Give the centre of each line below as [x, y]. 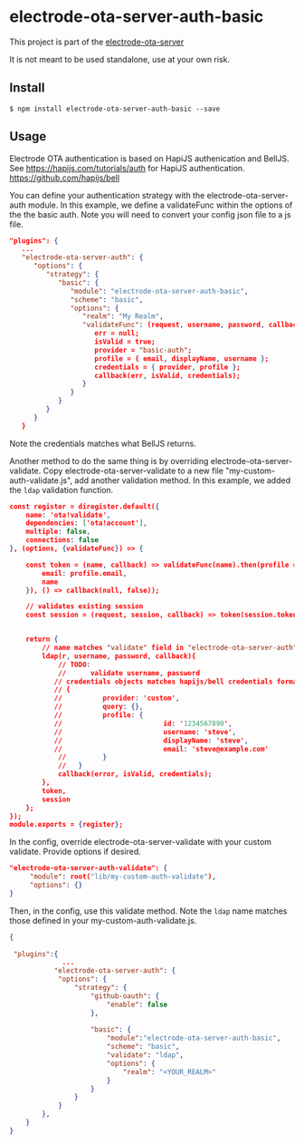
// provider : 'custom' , [117, 698]
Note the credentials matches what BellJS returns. [103, 443]
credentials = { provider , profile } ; [168, 367]
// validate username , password [129, 673]
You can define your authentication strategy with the [107, 195]
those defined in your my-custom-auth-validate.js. [103, 920]
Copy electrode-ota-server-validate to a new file [133, 470]
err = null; [117, 334]
